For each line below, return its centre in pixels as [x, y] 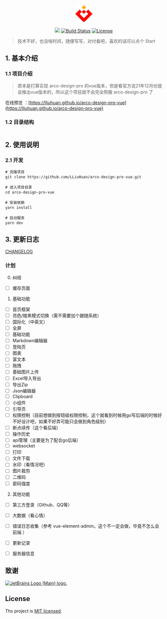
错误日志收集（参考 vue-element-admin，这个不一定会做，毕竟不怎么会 [86, 526]
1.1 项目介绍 [19, 74]
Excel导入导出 [27, 378]
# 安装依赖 [15, 202]
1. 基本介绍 [22, 58]
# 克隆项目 [15, 172]
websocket [24, 446]
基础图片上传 [25, 372]
